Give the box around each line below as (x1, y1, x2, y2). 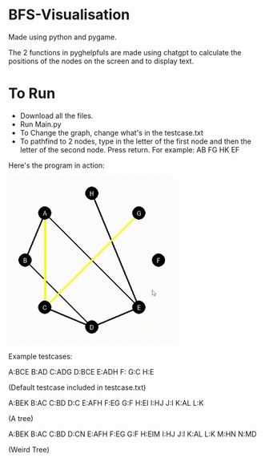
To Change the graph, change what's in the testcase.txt (19, 128, 204, 137)
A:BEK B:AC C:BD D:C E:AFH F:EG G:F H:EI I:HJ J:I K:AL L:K (8, 398, 204, 407)
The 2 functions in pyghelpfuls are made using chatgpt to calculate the (8, 47, 242, 57)
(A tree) (8, 413, 34, 423)
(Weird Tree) (8, 444, 50, 454)
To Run (8, 84, 56, 103)
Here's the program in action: (8, 160, 106, 170)
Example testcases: (8, 351, 73, 361)
